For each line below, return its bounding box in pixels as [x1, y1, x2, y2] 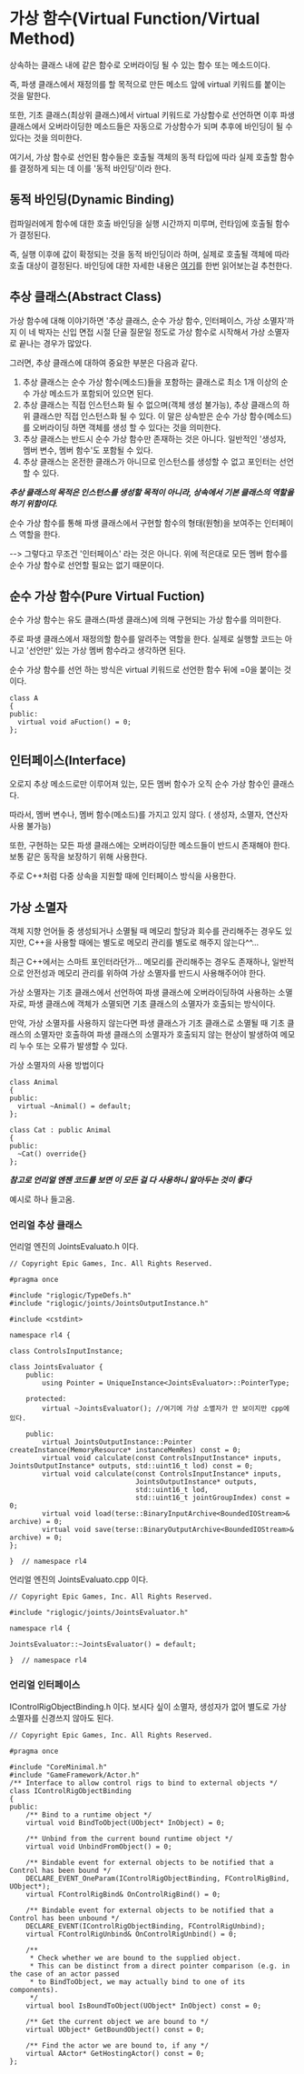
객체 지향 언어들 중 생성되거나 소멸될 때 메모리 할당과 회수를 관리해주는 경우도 [9, 926, 283, 937]
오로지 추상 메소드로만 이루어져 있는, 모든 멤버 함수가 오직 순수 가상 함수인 [9, 778, 270, 789]
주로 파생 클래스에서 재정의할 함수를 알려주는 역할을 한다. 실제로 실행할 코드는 [9, 634, 283, 645]
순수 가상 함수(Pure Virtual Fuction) [9, 588, 206, 604]
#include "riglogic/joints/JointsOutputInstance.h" [9, 1299, 209, 1308]
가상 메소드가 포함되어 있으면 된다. [32, 387, 154, 398]
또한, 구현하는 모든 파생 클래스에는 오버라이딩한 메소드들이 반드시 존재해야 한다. [9, 840, 290, 851]
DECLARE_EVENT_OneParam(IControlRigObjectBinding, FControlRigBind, [25, 1874, 290, 1883]
